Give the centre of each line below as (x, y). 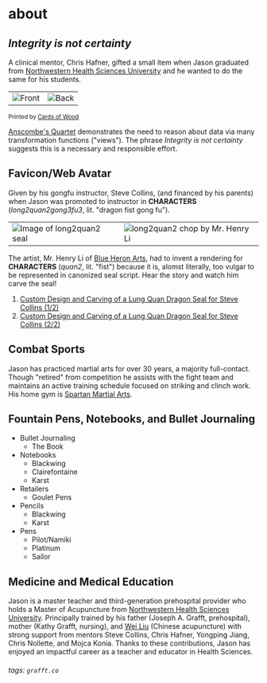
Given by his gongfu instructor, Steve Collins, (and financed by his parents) (131, 193)
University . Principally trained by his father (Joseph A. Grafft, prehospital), (129, 618)
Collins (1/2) (39, 307)
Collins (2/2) (40, 324)
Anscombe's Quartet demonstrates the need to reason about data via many (132, 131)
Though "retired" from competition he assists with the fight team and (121, 377)
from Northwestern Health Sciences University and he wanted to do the (126, 71)
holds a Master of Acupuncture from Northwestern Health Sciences (119, 610)
